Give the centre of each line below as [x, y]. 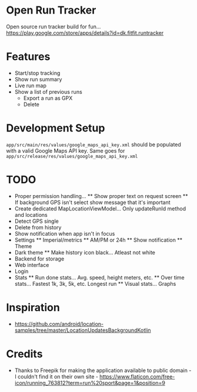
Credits [24, 354]
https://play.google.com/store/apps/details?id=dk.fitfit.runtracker [85, 32]
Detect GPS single [36, 221]
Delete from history [38, 227]
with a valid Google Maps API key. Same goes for [66, 150]
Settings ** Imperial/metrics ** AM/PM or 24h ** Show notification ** [98, 240]
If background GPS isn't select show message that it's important [92, 202]
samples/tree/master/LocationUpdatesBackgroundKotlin [83, 330]
